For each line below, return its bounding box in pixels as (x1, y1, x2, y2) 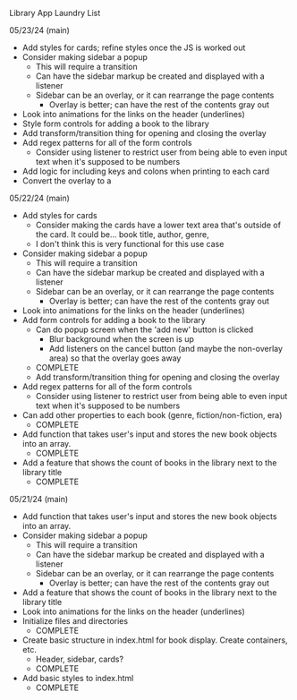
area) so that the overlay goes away (48, 353, 182, 363)
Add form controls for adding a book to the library (21, 315, 206, 325)
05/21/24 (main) (9, 494, 69, 504)
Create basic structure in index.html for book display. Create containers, (21, 635, 288, 645)
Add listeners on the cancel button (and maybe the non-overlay (48, 344, 284, 354)
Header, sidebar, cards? (35, 653, 123, 664)
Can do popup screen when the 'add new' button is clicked (35, 324, 254, 335)
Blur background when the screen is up (48, 334, 195, 344)
